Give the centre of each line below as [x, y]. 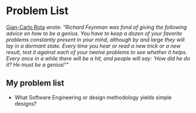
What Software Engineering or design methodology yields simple [93, 97]
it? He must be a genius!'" [37, 64]
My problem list [35, 83]
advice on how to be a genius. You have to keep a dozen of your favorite [94, 33]
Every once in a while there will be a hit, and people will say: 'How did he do [98, 58]
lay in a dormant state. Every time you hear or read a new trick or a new [93, 46]
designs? [26, 104]
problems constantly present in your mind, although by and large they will [95, 39]
